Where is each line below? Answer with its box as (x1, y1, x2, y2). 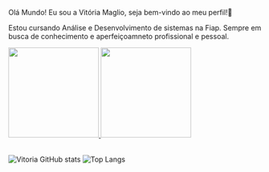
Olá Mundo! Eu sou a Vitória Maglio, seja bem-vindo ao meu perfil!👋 (8, 8, 233, 17)
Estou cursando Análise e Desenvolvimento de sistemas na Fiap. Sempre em (8, 23, 262, 32)
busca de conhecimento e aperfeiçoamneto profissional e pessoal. (8, 32, 230, 41)
